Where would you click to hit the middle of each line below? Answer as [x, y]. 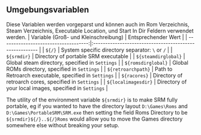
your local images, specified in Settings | [57, 88]
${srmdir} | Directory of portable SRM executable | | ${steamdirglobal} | [96, 56]
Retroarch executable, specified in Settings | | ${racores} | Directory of [94, 75]
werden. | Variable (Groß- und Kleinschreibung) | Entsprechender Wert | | [97, 37]
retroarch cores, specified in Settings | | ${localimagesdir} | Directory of [97, 82]
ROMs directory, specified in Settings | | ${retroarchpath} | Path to [89, 69]
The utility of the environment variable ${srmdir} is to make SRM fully [92, 100]
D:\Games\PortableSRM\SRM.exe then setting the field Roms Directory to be [97, 112]
